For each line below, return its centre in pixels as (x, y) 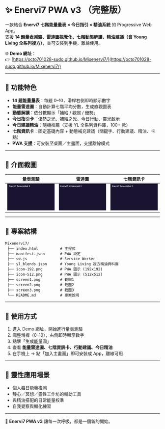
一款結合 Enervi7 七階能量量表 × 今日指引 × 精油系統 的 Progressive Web (79, 25)
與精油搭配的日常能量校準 (38, 400)
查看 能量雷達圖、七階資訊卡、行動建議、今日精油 (62, 348)
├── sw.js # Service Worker (51, 259)
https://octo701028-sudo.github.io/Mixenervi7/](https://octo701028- (82, 59)
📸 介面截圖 (21, 165)
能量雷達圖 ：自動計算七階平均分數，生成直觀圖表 (62, 107)
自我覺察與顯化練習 (32, 406)
